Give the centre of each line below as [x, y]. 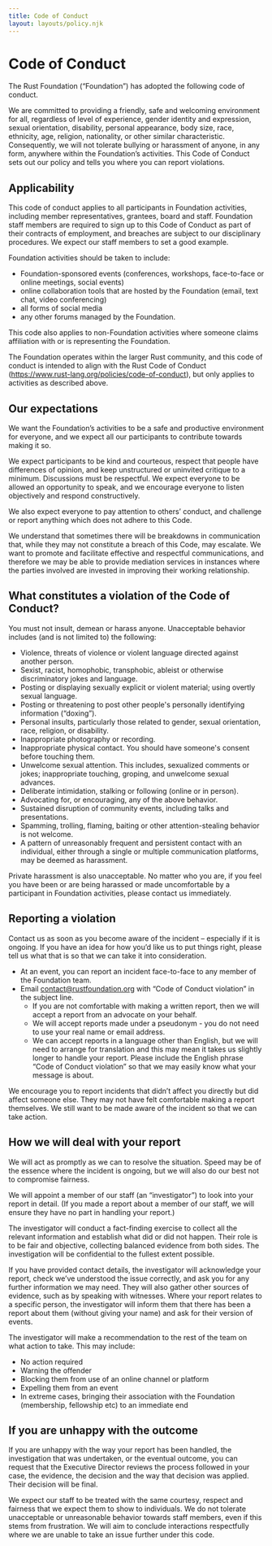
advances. [37, 782]
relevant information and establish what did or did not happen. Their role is [133, 1236]
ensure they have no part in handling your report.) [92, 1212]
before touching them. [57, 756]
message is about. [63, 1075]
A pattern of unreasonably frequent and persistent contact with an [131, 843]
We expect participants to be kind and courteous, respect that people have [134, 461]
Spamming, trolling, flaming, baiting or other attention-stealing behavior [140, 825]
